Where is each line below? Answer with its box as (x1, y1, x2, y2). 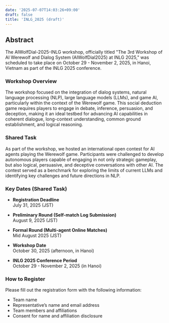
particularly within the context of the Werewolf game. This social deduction (5, 100, 162, 106)
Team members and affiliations (12, 307, 77, 314)
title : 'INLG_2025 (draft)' (5, 17, 65, 22)
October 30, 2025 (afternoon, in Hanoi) (12, 248, 95, 254)
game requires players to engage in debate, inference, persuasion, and (5, 105, 153, 111)
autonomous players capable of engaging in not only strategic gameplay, (5, 156, 157, 163)
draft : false (5, 12, 33, 17)
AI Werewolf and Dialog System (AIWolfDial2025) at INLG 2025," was (5, 54, 149, 61)
